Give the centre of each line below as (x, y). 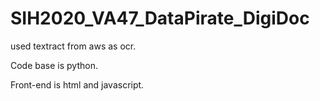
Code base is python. (54, 65)
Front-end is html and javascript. (77, 84)
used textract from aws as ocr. (73, 46)
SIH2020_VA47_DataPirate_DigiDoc (160, 18)
